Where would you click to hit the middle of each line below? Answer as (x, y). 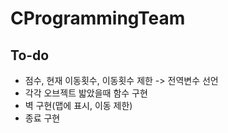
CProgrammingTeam (98, 18)
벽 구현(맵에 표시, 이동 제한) (78, 105)
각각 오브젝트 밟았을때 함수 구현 (86, 93)
